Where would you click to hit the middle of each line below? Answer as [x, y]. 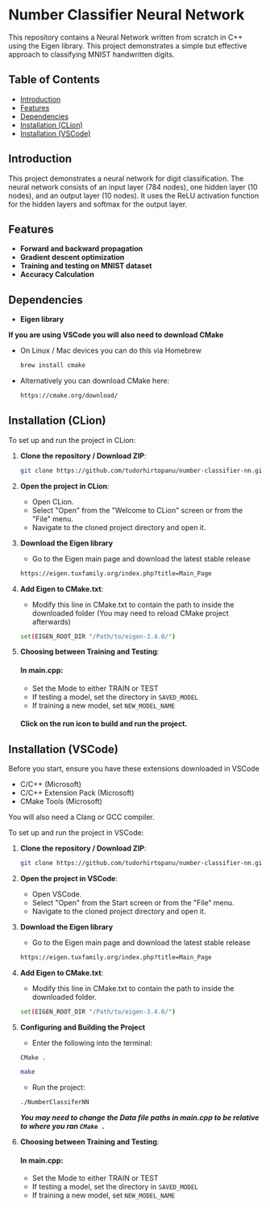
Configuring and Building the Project [83, 1027]
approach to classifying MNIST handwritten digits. [91, 54]
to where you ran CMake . [62, 1126]
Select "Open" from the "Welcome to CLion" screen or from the [137, 510]
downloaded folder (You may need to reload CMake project [131, 613]
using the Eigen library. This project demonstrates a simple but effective [128, 45]
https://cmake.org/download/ [69, 396]
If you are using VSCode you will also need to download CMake [116, 335]
